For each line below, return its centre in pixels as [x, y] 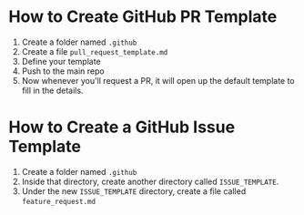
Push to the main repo [63, 71]
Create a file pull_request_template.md [95, 51]
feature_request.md [59, 201]
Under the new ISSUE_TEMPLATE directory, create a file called [134, 191]
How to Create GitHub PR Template [143, 17]
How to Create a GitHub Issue [122, 127]
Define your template [61, 61]
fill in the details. [52, 90]
